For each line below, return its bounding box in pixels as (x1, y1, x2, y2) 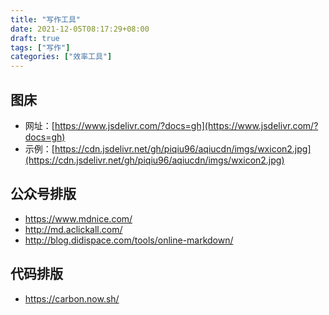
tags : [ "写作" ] (10, 42, 71, 53)
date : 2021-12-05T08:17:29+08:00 (10, 24, 150, 34)
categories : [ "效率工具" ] (10, 52, 113, 62)
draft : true (10, 33, 60, 43)
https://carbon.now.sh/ (24, 292, 120, 305)
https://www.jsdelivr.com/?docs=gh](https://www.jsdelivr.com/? (54, 119, 319, 131)
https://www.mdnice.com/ (24, 212, 133, 225)
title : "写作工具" (10, 14, 82, 25)
